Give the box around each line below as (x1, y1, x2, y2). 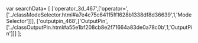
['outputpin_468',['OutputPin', (36, 18, 108, 24)
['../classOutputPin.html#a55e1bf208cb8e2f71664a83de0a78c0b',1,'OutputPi (6, 24, 193, 31)
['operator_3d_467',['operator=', (51, 5, 129, 12)
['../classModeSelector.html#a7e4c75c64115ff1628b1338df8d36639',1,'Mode (6, 11, 192, 18)
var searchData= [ (6, 5, 50, 12)
